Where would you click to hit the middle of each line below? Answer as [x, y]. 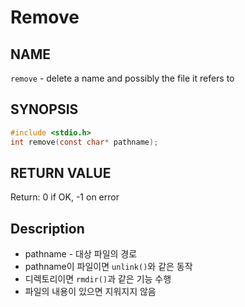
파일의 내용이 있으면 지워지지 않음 [90, 292]
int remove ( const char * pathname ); [84, 142]
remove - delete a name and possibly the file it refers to [122, 78]
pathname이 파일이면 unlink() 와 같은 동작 [108, 267]
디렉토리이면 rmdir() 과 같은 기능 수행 [98, 279]
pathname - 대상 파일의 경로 [81, 254]
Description [47, 228]
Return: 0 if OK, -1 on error [65, 197]
